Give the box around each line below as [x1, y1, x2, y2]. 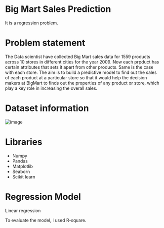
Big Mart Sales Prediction [5, 3, 111, 15]
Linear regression [5, 207, 41, 214]
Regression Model [5, 191, 82, 202]
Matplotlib [12, 163, 33, 169]
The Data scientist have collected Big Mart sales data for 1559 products [5, 54, 151, 59]
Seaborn [12, 169, 30, 174]
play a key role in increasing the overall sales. [5, 85, 98, 91]
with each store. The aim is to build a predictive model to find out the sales [5, 69, 157, 75]
